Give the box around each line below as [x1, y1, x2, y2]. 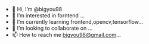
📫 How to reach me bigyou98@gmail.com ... [11, 32, 121, 38]
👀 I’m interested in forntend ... [11, 12, 85, 19]
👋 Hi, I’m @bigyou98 [11, 6, 63, 12]
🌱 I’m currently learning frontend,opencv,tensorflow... [11, 18, 143, 25]
